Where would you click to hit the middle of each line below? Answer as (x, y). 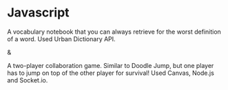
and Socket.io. (28, 80)
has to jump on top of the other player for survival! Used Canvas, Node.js (111, 73)
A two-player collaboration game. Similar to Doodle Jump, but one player (111, 65)
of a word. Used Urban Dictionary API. (61, 38)
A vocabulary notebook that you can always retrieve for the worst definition (114, 32)
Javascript (39, 13)
